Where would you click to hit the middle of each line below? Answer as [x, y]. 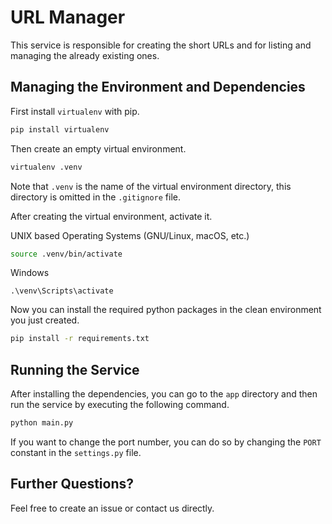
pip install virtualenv [60, 129]
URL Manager [68, 17]
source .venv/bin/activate [66, 254]
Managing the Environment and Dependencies [158, 87]
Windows [30, 273]
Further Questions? [72, 484]
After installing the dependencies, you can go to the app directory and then [164, 394]
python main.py [42, 423]
